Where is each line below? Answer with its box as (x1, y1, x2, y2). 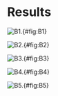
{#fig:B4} (23, 67, 50, 76)
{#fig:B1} (21, 27, 47, 35)
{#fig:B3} (23, 54, 50, 63)
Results (7, 4, 52, 20)
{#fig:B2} (23, 40, 50, 49)
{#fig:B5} (23, 81, 50, 89)
